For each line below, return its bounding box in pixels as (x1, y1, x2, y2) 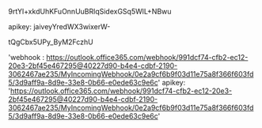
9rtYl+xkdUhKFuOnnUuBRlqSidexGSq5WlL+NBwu (8, 7, 172, 16)
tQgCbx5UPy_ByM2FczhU (8, 37, 93, 47)
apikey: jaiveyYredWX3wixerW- (8, 22, 111, 31)
